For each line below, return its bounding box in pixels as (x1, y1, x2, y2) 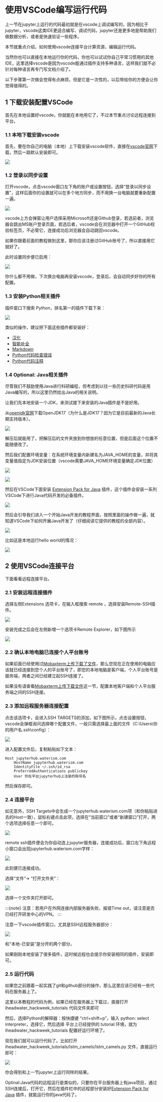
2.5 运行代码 (5, 970, 34, 977)
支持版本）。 (9, 416, 33, 422)
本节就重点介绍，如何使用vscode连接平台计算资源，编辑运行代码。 (5, 44, 139, 49)
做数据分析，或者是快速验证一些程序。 (5, 33, 81, 39)
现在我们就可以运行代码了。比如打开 (5, 1038, 78, 1044)
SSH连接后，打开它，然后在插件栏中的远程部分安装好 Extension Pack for (5, 1086, 149, 1092)
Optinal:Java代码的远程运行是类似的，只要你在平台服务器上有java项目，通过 (5, 1080, 157, 1086)
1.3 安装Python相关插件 (5, 293, 61, 300)
